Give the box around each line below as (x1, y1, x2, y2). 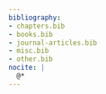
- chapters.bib (8, 21, 66, 30)
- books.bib (8, 30, 53, 38)
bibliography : (8, 13, 62, 22)
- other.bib (8, 55, 53, 64)
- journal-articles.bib (8, 38, 98, 47)
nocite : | (8, 64, 46, 73)
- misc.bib (8, 47, 49, 56)
